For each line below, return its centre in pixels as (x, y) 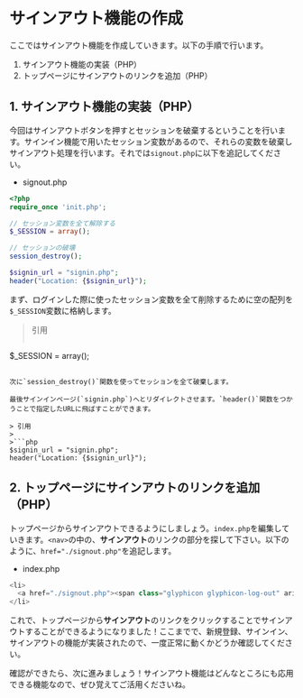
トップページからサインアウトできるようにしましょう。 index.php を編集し (146, 528)
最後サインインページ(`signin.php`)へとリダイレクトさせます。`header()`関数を (144, 399)
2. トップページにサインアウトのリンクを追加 (135, 488)
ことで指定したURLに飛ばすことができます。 (85, 409)
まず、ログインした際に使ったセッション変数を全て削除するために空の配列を (151, 299)
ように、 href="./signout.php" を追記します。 (93, 550)
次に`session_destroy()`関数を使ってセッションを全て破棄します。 (121, 381)
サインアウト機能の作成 (96, 18)
